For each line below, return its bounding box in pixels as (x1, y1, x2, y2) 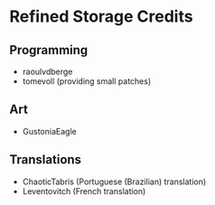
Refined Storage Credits (9, 6, 193, 27)
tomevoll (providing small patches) (22, 76, 152, 87)
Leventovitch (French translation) (22, 185, 146, 196)
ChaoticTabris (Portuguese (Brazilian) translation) (22, 176, 207, 187)
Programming (9, 42, 89, 58)
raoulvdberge (22, 66, 73, 77)
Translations (9, 152, 82, 168)
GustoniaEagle (22, 126, 77, 136)
